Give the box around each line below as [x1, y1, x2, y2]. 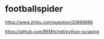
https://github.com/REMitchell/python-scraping [5, 28, 99, 34]
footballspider [5, 3, 63, 14]
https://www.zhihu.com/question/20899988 [5, 19, 93, 25]
